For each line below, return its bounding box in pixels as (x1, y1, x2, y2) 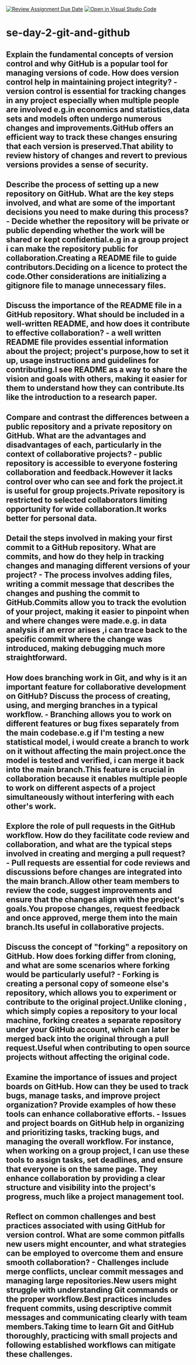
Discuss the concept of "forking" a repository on (6, 942, 188, 952)
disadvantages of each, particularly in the (6, 440, 162, 450)
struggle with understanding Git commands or (6, 1285, 178, 1295)
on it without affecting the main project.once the (6, 746, 186, 756)
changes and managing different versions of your (6, 561, 191, 571)
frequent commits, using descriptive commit (6, 1303, 172, 1313)
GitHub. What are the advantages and (6, 431, 146, 441)
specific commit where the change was (6, 635, 153, 645)
